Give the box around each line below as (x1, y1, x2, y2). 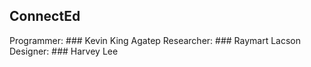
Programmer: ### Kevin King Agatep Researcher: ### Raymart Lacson (9, 34, 301, 46)
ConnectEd (9, 8, 81, 25)
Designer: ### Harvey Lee (9, 45, 119, 57)
